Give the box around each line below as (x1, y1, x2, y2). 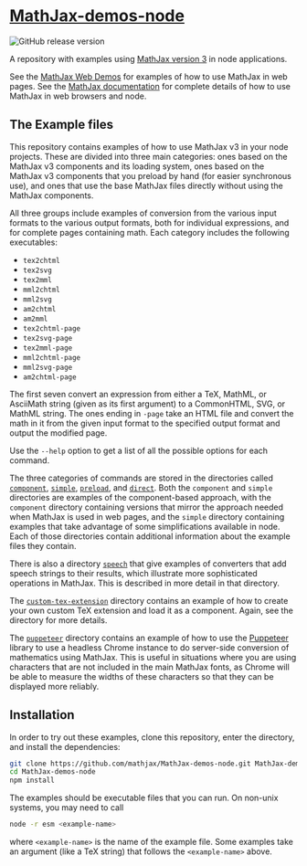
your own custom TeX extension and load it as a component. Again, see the (9, 605, 294, 616)
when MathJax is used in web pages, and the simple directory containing (9, 511, 285, 522)
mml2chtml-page (22, 353, 81, 362)
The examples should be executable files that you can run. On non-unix (9, 792, 279, 804)
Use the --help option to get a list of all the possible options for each (9, 445, 268, 456)
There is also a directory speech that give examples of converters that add (9, 558, 287, 569)
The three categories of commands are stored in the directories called (9, 472, 274, 483)
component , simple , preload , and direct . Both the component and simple (9, 481, 273, 493)
